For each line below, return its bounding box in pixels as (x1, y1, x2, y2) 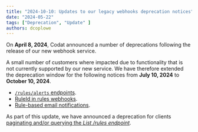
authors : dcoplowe (6, 25, 51, 31)
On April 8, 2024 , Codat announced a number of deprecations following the (6, 41, 191, 48)
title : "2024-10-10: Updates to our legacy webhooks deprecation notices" (6, 8, 194, 15)
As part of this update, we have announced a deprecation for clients (6, 113, 171, 120)
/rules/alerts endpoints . (14, 89, 77, 96)
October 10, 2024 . (6, 78, 51, 85)
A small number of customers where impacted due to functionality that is (6, 59, 183, 66)
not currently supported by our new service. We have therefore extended (6, 65, 184, 72)
